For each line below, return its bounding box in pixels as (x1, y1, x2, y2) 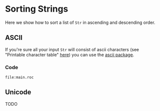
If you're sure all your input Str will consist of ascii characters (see (5, 46, 139, 52)
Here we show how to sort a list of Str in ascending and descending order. (5, 19, 156, 25)
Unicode (5, 88, 32, 96)
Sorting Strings (5, 3, 69, 15)
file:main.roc (5, 75, 34, 80)
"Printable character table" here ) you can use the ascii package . (5, 52, 135, 57)
